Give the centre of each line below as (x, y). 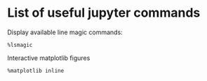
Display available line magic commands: (65, 32)
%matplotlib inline (36, 71)
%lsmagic (20, 45)
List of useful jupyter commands (104, 13)
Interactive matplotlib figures (49, 58)
